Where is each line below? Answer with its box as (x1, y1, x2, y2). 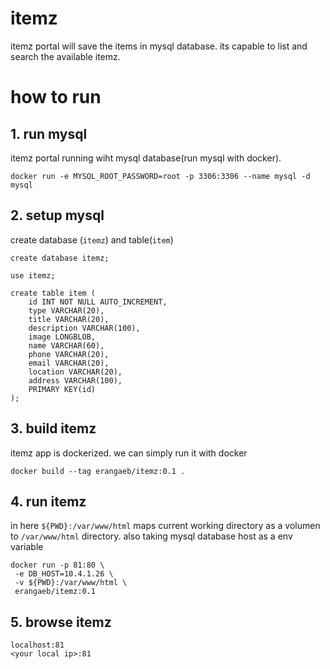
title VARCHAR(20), (28, 314, 110, 324)
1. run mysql (10, 125, 88, 142)
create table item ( (10, 288, 97, 298)
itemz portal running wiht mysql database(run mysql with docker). (10, 152, 282, 164)
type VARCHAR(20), (28, 305, 105, 316)
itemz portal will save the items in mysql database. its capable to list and (10, 40, 308, 52)
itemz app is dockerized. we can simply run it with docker (10, 447, 248, 459)
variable (10, 541, 44, 553)
